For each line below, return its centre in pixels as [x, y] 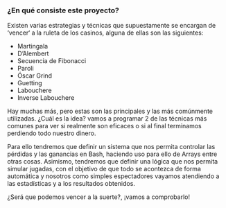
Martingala [33, 46]
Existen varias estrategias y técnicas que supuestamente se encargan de [112, 26]
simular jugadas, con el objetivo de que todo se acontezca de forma [104, 169]
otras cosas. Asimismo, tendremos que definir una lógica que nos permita [113, 162]
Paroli [25, 69]
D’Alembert [33, 53]
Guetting [30, 83]
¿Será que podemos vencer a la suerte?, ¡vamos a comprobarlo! [99, 197]
